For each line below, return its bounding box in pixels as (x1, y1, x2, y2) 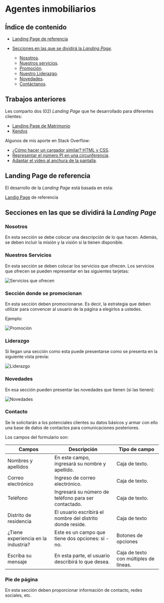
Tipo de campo (119, 446, 155, 452)
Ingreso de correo (54, 474, 96, 481)
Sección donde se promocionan (5, 290, 82, 297)
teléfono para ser (54, 494, 94, 501)
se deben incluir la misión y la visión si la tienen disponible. (5, 239, 123, 246)
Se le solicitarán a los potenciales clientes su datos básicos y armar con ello (5, 419, 158, 425)
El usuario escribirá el (54, 508, 104, 515)
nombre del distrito (54, 515, 98, 522)
